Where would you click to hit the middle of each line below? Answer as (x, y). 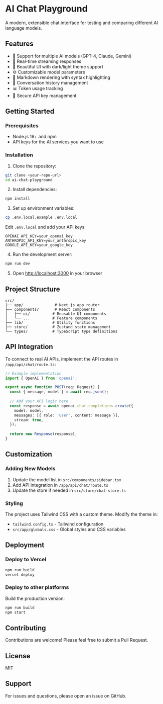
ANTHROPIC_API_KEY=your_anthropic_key (46, 241)
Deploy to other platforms (37, 587)
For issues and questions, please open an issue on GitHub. (66, 696)
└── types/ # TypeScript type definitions (61, 331)
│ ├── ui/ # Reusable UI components (56, 314)
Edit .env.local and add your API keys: (46, 227)
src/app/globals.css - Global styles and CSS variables (69, 529)
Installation (19, 155)
